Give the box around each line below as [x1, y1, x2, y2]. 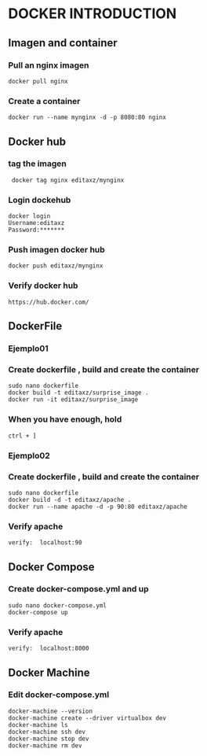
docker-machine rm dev [8, 741, 82, 750]
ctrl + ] [8, 432, 37, 440]
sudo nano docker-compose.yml [8, 601, 107, 610]
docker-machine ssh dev [8, 728, 86, 736]
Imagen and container [8, 36, 118, 50]
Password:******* [8, 226, 65, 234]
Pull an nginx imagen [8, 60, 89, 71]
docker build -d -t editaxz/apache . [8, 496, 132, 503]
